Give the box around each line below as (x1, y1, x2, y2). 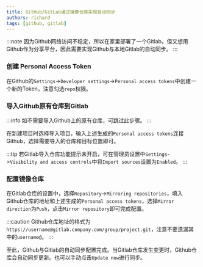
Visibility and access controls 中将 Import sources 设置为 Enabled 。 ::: (10, 158, 188, 165)
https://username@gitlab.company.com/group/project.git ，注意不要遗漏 (6, 225, 189, 233)
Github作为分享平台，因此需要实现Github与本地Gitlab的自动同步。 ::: (6, 45, 178, 53)
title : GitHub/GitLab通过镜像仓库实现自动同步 (6, 9, 116, 15)
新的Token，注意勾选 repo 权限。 (11, 85, 91, 92)
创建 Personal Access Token (6, 62, 91, 71)
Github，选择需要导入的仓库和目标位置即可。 (6, 137, 119, 144)
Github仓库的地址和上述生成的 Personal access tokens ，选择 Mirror (6, 197, 174, 205)
